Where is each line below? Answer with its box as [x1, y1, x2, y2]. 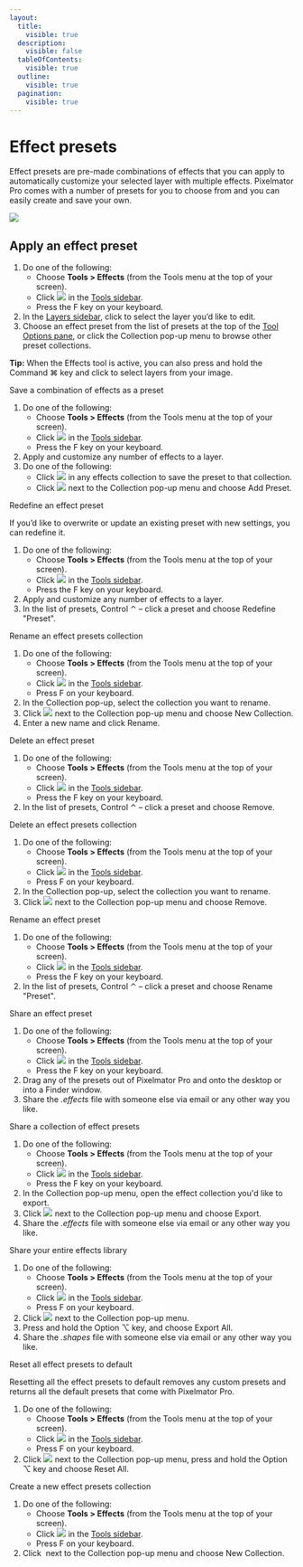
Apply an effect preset [9, 238, 138, 253]
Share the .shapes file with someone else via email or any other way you [22, 1332, 292, 1343]
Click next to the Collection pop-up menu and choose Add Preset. [35, 483, 292, 494]
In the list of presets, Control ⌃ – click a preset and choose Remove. [22, 802, 275, 813]
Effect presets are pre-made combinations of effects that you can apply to [9, 166, 286, 177]
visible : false [25, 47, 83, 56]
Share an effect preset [9, 1008, 93, 1019]
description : [17, 38, 67, 48]
